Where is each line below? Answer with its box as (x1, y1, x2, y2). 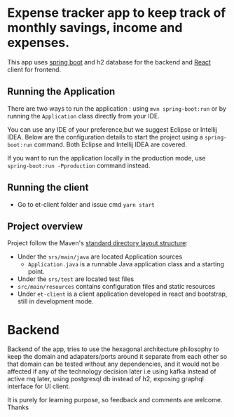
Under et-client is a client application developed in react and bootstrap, (17, 289, 228, 299)
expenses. (7, 35, 70, 50)
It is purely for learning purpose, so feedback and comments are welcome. (7, 396, 223, 404)
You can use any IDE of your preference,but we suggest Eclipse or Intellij (7, 125, 217, 134)
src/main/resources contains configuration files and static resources (17, 282, 216, 291)
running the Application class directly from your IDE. (7, 111, 160, 120)
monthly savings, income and (7, 20, 183, 36)
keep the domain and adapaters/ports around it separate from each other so (7, 353, 228, 361)
